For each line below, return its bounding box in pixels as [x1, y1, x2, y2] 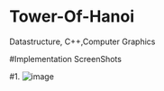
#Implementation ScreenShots [9, 53, 122, 64]
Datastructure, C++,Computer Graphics [9, 36, 156, 47]
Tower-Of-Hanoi [9, 6, 135, 27]
